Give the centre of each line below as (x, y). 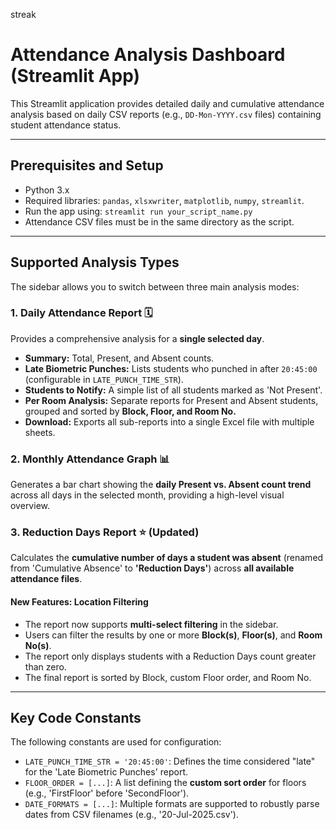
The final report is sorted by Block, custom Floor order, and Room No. (168, 677)
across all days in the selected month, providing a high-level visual (147, 495)
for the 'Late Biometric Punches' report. (106, 772)
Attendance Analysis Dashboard (148, 55)
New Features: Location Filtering (79, 602)
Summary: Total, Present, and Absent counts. (119, 358)
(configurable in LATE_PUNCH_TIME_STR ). (104, 379)
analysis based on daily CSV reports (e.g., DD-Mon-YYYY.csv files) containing (166, 114)
